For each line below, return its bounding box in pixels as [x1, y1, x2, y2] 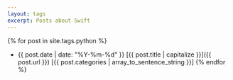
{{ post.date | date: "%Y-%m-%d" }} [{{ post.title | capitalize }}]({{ [17, 50, 212, 59]
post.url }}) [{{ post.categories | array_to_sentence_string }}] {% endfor [17, 57, 226, 66]
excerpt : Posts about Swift [7, 17, 91, 24]
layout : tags [7, 10, 46, 18]
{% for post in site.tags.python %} [7, 36, 107, 45]
